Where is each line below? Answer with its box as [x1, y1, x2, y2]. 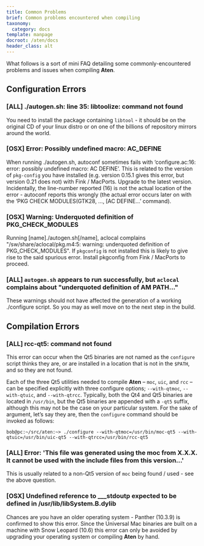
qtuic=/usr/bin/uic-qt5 [6, 435, 67, 441]
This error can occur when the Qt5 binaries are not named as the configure [6, 353, 195, 361]
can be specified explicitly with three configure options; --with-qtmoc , [6, 385, 181, 392]
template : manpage [6, 32, 53, 38]
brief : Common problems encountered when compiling [6, 15, 140, 21]
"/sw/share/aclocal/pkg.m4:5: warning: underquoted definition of [6, 241, 170, 248]
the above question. [6, 476, 57, 484]
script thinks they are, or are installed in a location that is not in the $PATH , [6, 360, 190, 367]
